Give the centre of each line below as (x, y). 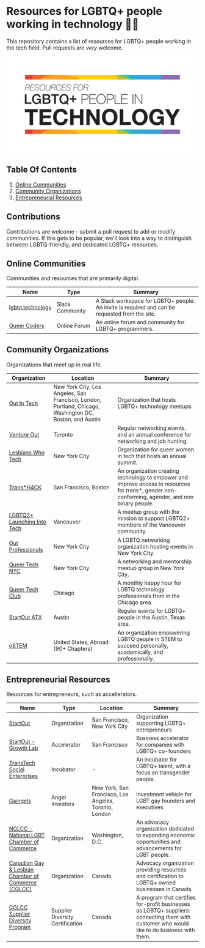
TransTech (22, 763)
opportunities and (159, 842)
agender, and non (171, 497)
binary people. (135, 503)
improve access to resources (154, 484)
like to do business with (166, 930)
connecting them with (164, 917)
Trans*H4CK (25, 487)
